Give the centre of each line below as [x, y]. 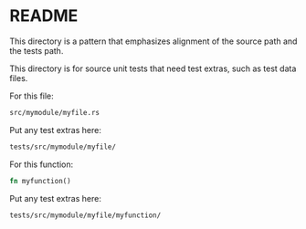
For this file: [32, 96]
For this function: [42, 164]
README [44, 16]
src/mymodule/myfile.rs [55, 112]
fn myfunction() [40, 181]
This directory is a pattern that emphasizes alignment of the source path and [153, 41]
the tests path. [37, 50]
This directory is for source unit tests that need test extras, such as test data [153, 68]
